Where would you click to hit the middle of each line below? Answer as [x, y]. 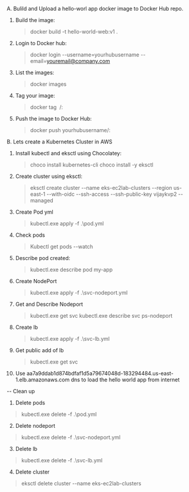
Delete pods [30, 403]
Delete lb [26, 449]
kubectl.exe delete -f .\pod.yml [59, 414]
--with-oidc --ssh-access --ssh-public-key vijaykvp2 [112, 194]
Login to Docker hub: [41, 43]
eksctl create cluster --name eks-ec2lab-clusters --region [101, 188]
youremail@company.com [78, 61]
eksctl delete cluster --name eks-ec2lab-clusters [81, 483]
